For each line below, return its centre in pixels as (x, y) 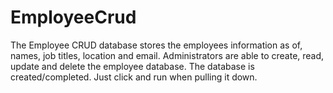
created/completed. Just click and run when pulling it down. (134, 77)
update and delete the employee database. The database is (132, 66)
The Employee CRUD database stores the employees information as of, (156, 45)
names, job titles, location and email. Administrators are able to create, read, (167, 55)
